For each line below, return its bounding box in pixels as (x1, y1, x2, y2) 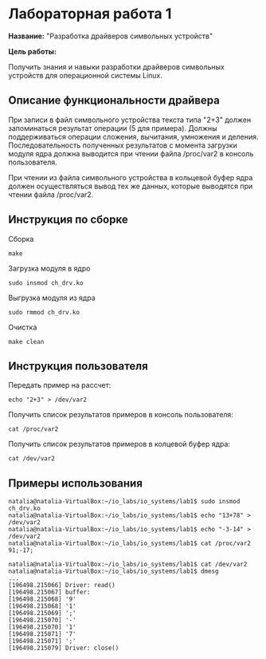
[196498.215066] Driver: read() (8, 582, 115, 590)
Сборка (8, 234, 34, 243)
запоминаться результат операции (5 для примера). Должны (8, 123, 217, 132)
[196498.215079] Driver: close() (8, 644, 119, 653)
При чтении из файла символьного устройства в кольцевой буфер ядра (8, 172, 253, 182)
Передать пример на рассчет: (8, 381, 111, 390)
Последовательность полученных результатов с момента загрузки (8, 140, 237, 150)
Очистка (8, 322, 37, 332)
